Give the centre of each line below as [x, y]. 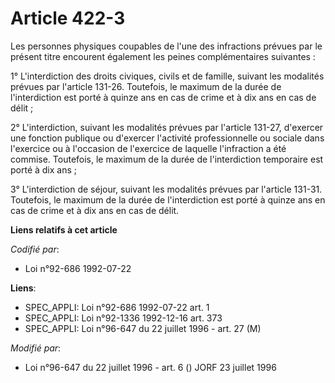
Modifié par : [36, 348]
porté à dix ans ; [44, 169]
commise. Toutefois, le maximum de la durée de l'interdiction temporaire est [167, 159]
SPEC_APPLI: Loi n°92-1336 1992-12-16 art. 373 [123, 318]
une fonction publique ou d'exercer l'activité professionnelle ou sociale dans [167, 138]
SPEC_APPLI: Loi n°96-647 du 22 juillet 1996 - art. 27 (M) [143, 328]
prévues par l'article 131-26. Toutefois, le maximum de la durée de [146, 86]
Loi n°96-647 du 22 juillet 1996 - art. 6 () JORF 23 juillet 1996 [150, 367]
